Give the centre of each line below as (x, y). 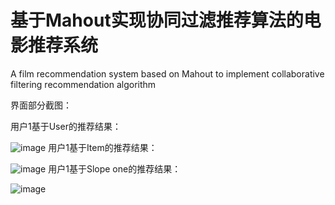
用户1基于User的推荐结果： (66, 126)
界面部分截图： (41, 105)
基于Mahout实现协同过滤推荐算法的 (157, 20)
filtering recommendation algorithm (83, 84)
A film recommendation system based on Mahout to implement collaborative (167, 73)
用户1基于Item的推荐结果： (103, 147)
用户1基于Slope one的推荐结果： (115, 168)
